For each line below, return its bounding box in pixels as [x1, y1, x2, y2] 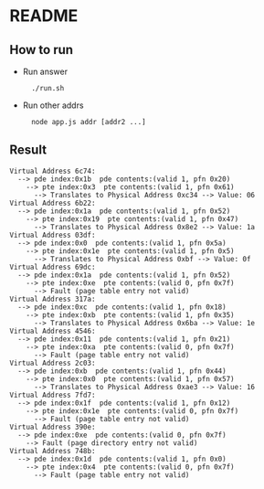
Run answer [22, 66, 69, 77]
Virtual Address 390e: [9, 422, 96, 431]
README [9, 5, 79, 27]
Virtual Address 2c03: [9, 358, 96, 367]
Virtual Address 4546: [9, 326, 96, 335]
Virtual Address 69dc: [9, 262, 96, 271]
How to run [9, 42, 74, 58]
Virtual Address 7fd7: [9, 390, 96, 399]
